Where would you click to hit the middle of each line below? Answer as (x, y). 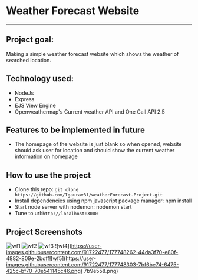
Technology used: (40, 79)
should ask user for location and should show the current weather (95, 151)
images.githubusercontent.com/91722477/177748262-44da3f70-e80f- (92, 252)
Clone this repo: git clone (47, 189)
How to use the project (49, 175)
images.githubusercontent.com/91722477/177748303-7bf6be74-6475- (93, 265)
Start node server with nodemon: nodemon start (73, 207)
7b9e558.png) (101, 271)
